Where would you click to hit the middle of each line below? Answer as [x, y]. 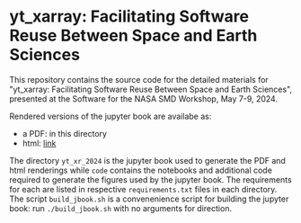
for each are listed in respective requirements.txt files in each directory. [143, 189]
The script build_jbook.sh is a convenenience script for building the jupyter [149, 199]
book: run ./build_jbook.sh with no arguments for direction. [120, 208]
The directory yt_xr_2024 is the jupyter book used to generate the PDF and [147, 160]
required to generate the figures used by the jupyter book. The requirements [150, 179]
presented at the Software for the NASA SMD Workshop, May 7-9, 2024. [144, 98]
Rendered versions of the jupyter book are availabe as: [111, 116]
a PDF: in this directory [65, 133]
